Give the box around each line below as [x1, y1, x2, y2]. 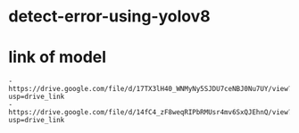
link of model [8, 47, 107, 68]
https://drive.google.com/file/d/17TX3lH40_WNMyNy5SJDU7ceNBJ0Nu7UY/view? [8, 85, 293, 94]
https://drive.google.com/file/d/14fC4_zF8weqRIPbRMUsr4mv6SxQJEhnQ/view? [8, 108, 293, 117]
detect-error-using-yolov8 [8, 6, 211, 27]
